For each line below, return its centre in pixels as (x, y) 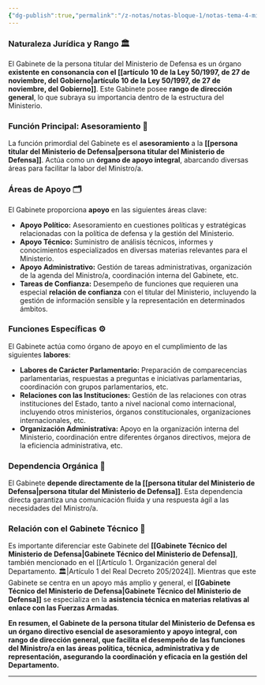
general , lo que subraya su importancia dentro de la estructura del (116, 97)
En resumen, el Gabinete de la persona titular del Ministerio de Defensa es (132, 623)
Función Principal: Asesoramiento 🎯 (78, 125)
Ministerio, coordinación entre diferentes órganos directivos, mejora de (135, 437)
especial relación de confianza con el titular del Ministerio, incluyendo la (138, 292)
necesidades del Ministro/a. (53, 508)
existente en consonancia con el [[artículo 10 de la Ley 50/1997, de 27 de (129, 72)
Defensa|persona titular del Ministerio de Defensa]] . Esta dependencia (125, 492)
